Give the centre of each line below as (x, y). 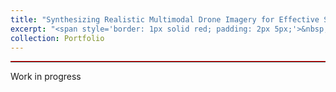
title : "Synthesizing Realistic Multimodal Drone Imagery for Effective (165, 19)
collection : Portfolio (57, 38)
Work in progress (46, 77)
